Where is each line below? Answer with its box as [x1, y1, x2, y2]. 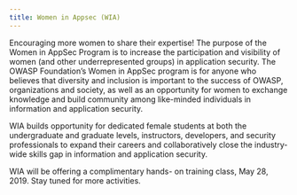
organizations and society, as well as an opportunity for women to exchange [9, 84, 288, 95]
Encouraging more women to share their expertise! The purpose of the [9, 37, 268, 48]
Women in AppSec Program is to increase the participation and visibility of [9, 46, 281, 58]
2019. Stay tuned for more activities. [9, 175, 142, 186]
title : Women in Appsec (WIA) [9, 12, 121, 22]
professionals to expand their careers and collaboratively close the [9, 139, 253, 150]
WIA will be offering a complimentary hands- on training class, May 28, [9, 166, 269, 176]
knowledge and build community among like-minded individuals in [9, 94, 251, 105]
